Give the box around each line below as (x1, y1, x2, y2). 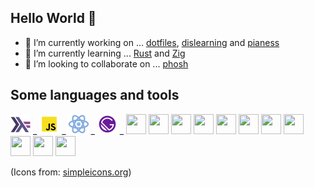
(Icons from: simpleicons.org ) (10, 166, 132, 178)
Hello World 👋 (10, 10, 97, 27)
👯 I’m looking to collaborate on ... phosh (24, 57, 189, 70)
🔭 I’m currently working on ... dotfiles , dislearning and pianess (24, 36, 280, 48)
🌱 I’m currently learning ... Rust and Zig (24, 47, 186, 59)
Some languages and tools (10, 87, 180, 104)
